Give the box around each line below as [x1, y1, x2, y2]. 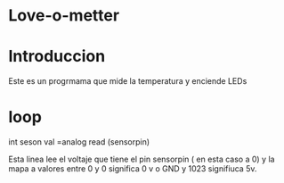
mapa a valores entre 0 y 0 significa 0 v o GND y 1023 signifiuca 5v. [8, 163, 257, 174]
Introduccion [8, 46, 106, 67]
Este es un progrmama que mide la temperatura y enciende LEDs [8, 76, 247, 87]
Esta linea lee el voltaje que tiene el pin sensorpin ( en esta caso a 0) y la [8, 154, 275, 165]
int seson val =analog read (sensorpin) [8, 137, 150, 147]
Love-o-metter [8, 5, 120, 26]
